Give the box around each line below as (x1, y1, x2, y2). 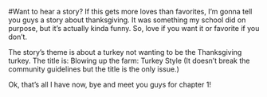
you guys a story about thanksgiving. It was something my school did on (8, 15, 246, 25)
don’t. (8, 32, 28, 41)
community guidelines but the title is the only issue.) (8, 64, 179, 74)
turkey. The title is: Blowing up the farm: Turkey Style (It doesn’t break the (8, 56, 250, 65)
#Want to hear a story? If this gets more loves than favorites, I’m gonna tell (8, 7, 253, 16)
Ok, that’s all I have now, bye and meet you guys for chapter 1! (8, 80, 211, 89)
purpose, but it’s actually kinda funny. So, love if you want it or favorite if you (8, 24, 260, 33)
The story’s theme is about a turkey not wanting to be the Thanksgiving (8, 48, 242, 56)
